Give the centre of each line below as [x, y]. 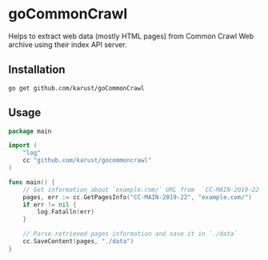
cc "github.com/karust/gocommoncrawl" [87, 161]
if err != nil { [50, 205]
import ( [23, 146]
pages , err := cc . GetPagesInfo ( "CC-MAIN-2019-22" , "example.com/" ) [137, 197]
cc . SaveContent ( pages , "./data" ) [78, 242]
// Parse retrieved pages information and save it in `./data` [130, 234]
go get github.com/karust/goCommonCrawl [77, 88]
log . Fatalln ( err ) [66, 212]
